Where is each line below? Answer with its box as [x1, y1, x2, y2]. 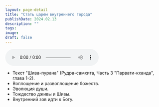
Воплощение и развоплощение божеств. [12, 80, 100, 86]
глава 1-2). [12, 75, 35, 81]
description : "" [5, 21, 39, 26]
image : [5, 30, 19, 35]
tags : [5, 26, 16, 31]
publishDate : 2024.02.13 [5, 16, 57, 21]
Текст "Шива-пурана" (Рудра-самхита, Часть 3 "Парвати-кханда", [12, 70, 155, 76]
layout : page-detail [5, 7, 48, 12]
